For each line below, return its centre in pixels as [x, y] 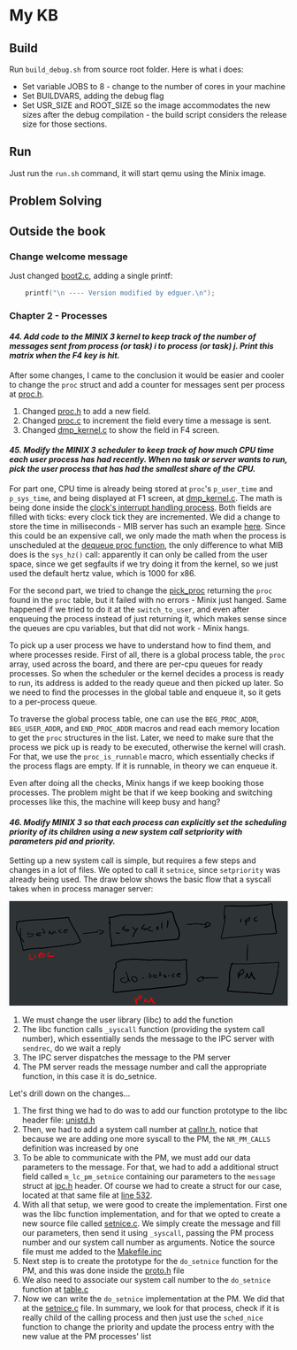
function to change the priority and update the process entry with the [148, 1327]
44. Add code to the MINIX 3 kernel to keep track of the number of [133, 336]
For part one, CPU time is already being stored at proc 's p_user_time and [141, 489]
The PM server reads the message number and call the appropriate [144, 1067]
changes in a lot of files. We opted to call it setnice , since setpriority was [145, 870]
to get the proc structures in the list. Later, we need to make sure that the [141, 738]
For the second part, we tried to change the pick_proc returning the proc [141, 590]
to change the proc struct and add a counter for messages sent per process [147, 384]
